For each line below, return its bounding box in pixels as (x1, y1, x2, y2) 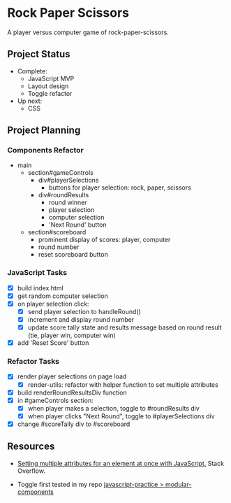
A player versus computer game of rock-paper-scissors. (7, 28, 169, 36)
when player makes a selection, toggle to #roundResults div (27, 404, 200, 412)
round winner (48, 198, 87, 207)
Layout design (27, 82, 69, 90)
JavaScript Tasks (7, 268, 68, 278)
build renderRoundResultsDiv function (17, 388, 127, 397)
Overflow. (17, 467, 45, 475)
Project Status (7, 48, 71, 60)
